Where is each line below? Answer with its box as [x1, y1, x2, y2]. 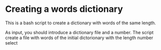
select [5, 40, 18, 46]
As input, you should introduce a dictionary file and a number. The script [5, 29, 154, 35]
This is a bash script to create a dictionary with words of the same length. [5, 20, 156, 26]
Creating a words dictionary [5, 3, 123, 15]
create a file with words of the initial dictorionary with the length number [5, 35, 154, 41]
